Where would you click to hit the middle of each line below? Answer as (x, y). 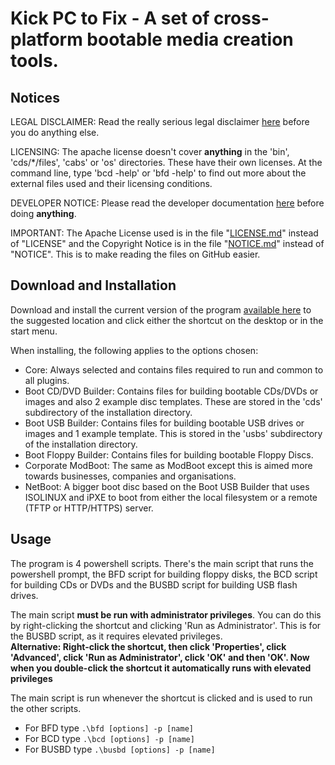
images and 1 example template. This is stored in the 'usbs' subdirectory (173, 433)
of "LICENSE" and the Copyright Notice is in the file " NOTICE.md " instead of (167, 243)
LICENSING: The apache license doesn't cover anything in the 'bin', (150, 151)
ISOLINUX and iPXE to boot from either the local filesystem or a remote (171, 497)
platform (46, 39)
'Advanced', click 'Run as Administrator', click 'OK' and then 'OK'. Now (160, 657)
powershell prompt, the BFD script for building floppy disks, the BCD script (164, 574)
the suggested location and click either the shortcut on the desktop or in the (167, 320)
